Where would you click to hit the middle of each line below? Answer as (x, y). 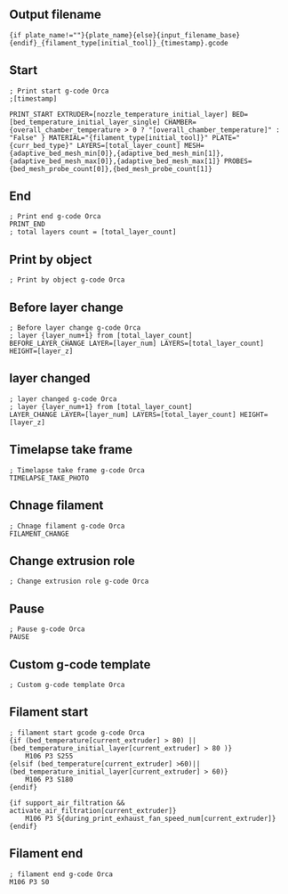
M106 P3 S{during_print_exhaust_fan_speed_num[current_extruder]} (151, 818)
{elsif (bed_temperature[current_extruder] (91, 764)
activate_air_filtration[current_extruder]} (93, 810)
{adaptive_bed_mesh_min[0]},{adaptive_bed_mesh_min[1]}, (117, 153)
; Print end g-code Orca (55, 217)
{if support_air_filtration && (67, 803)
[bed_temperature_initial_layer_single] (85, 122)
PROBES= (238, 161)
